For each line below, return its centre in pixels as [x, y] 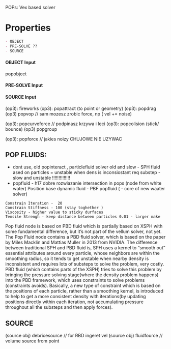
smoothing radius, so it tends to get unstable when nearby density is [77, 258]
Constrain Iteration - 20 [34, 203]
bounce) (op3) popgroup [31, 129]
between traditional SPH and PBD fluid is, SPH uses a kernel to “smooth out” [85, 248]
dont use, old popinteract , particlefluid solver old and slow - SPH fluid [86, 167]
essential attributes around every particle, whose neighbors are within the [83, 253]
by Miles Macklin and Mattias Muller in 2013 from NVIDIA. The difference [81, 242]
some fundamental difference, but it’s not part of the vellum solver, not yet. [83, 231]
